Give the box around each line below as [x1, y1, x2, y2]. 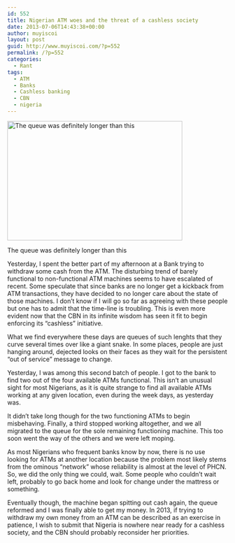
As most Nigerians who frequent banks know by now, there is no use [7, 447, 206, 456]
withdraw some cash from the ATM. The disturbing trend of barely [7, 267, 198, 275]
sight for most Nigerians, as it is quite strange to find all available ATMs [7, 383, 212, 392]
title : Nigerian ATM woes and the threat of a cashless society [7, 17, 199, 24]
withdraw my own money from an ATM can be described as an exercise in [7, 513, 221, 521]
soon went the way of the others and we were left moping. [7, 434, 176, 442]
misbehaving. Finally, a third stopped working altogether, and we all [7, 419, 201, 428]
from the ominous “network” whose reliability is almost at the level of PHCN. [7, 463, 227, 471]
